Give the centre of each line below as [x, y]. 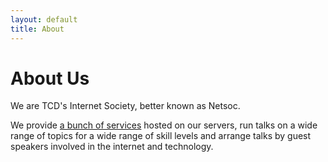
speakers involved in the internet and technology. [112, 147]
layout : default [44, 19]
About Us [50, 78]
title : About [37, 29]
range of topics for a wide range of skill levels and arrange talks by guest [161, 136]
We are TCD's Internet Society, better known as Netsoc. [125, 106]
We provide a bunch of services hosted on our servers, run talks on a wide [164, 125]
